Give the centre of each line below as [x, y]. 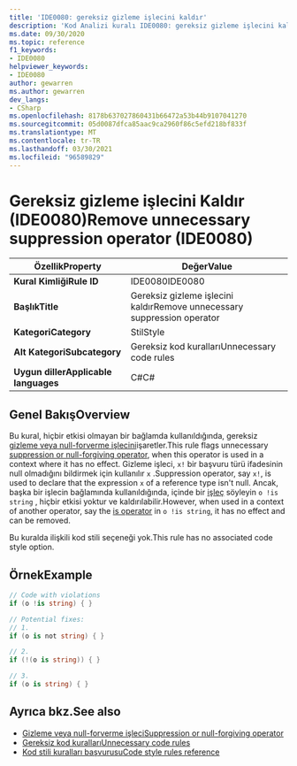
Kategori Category [52, 333]
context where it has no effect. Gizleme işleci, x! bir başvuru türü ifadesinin [146, 464]
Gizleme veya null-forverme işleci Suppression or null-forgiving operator [153, 733]
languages [36, 383]
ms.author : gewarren [47, 91]
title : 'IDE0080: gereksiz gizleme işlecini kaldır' [108, 17]
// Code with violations [55, 595]
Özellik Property [68, 266]
